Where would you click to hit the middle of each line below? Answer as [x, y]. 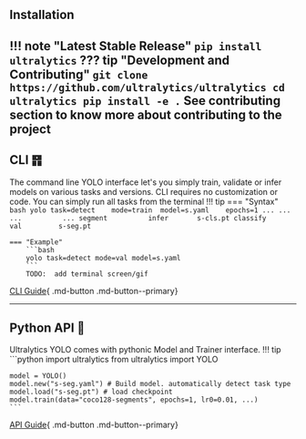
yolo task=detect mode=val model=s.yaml [103, 258]
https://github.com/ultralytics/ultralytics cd [147, 87]
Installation [42, 15]
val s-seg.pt [51, 226]
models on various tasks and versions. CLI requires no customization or [143, 191]
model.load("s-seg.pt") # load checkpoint [91, 392]
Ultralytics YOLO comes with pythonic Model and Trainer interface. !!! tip [145, 350]
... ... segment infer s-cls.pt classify [138, 218]
